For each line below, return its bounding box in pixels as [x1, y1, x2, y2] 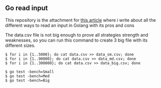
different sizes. [5, 42, 36, 48]
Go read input [5, 4, 48, 12]
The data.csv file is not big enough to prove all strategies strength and [5, 32, 149, 38]
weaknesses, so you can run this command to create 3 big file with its [5, 37, 148, 43]
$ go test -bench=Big [5, 78, 50, 83]
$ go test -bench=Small [5, 69, 54, 74]
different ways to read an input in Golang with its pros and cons [5, 22, 135, 28]
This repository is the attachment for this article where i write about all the [5, 17, 156, 23]
